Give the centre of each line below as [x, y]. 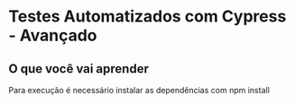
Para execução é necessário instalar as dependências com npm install [139, 90]
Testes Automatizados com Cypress [147, 17]
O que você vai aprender [79, 69]
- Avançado [53, 35]
